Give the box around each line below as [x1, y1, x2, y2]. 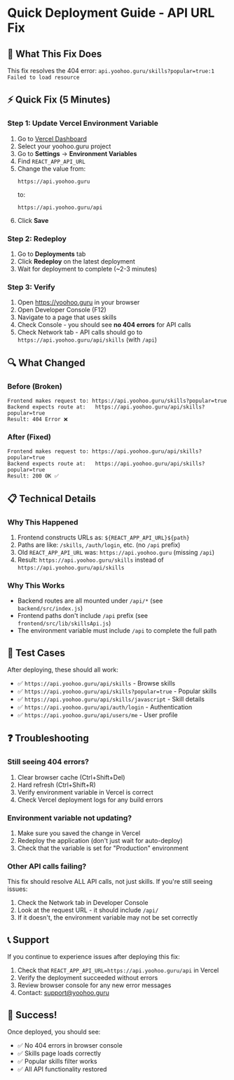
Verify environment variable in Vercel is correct [17, 787, 154, 796]
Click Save [17, 216, 49, 224]
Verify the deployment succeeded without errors [17, 974, 158, 982]
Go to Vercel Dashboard [17, 134, 88, 143]
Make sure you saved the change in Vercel [17, 829, 141, 837]
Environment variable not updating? [7, 813, 132, 823]
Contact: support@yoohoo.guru [17, 989, 110, 997]
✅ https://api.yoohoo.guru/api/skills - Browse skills [17, 679, 176, 688]
